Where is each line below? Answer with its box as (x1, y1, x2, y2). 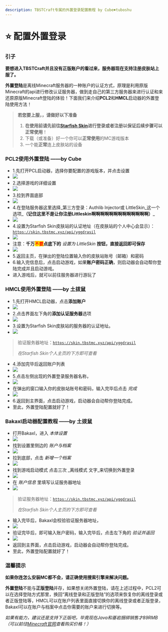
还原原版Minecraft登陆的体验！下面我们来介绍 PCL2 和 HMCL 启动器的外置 (5, 95, 155, 101)
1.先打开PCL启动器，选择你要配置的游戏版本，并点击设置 (12, 168, 130, 174)
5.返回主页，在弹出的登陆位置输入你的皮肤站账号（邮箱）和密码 (12, 253, 144, 259)
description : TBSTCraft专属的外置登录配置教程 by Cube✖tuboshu (5, 7, 132, 13)
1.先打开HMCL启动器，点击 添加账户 (12, 298, 86, 304)
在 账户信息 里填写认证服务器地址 (12, 479, 81, 485)
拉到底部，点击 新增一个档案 (12, 455, 71, 461)
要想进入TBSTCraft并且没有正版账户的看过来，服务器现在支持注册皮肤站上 (5, 65, 159, 72)
